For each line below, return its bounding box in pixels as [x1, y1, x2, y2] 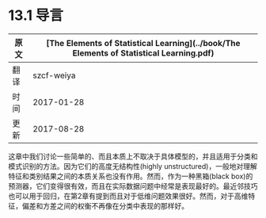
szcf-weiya [32, 70, 76, 81]
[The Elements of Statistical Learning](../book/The [46, 37, 241, 48]
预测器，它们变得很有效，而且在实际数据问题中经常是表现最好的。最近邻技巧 [8, 181, 258, 190]
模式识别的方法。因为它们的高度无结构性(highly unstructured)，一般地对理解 [8, 161, 257, 170]
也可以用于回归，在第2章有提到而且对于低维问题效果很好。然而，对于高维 [8, 191, 249, 201]
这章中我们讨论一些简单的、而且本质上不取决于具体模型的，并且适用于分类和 [8, 151, 258, 161]
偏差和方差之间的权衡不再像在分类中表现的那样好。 [21, 201, 188, 210]
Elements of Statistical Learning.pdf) [72, 48, 215, 59]
